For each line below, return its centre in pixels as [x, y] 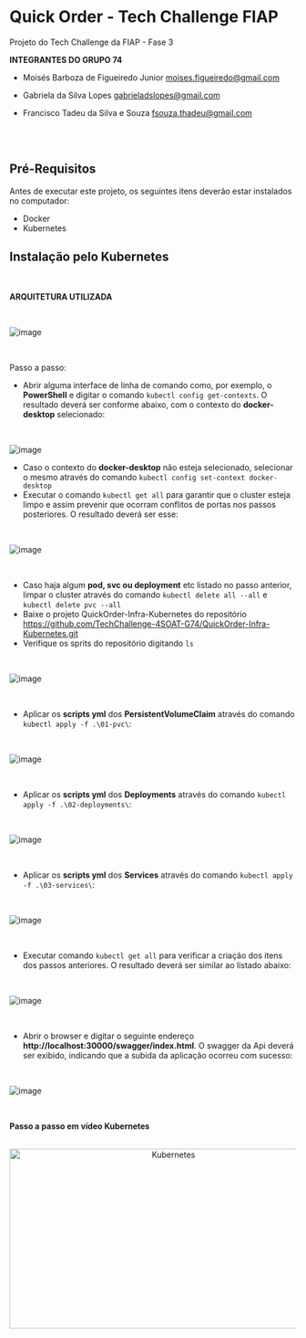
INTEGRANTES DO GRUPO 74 [66, 59]
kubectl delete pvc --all [71, 605]
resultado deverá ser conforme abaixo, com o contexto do [132, 405]
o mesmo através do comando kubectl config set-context [134, 477]
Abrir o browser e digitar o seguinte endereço [108, 1036]
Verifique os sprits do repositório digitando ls [108, 643]
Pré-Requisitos [53, 169]
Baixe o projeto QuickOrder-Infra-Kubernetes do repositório [135, 614]
